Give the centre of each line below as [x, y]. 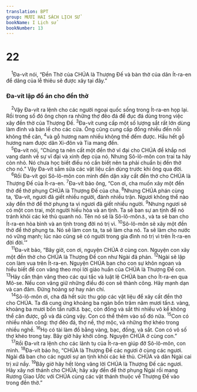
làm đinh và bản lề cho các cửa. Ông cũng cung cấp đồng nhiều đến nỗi [94, 129]
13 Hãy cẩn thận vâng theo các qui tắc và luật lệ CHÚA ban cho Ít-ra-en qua [97, 276]
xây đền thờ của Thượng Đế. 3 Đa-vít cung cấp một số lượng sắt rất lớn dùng [98, 122]
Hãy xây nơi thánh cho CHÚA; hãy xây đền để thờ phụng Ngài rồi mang [92, 370]
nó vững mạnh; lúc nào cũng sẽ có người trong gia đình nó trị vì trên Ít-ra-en [98, 237]
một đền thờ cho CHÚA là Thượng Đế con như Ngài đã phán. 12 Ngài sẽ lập [96, 257]
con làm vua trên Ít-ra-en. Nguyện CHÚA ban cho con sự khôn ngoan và [94, 263]
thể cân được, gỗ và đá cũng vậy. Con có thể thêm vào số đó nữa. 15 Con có [98, 315]
